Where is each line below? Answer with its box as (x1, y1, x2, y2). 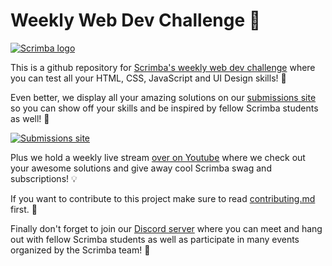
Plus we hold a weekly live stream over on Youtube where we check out (10, 151, 306, 163)
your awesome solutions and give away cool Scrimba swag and (10, 162, 272, 174)
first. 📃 (10, 203, 38, 215)
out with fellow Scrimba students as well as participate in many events (10, 233, 300, 245)
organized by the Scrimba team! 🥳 (10, 244, 151, 256)
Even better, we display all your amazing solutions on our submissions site (10, 91, 317, 103)
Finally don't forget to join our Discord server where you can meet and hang (10, 222, 323, 234)
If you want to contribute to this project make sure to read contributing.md (10, 192, 316, 204)
